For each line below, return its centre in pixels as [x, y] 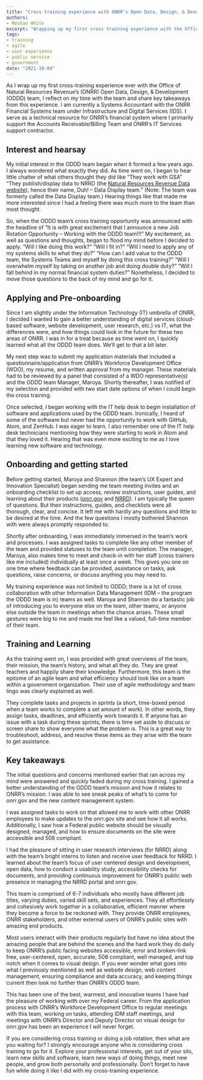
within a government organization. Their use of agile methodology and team [101, 684]
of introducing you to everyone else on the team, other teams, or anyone [96, 605]
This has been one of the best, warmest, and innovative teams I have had [97, 995]
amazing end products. [35, 926]
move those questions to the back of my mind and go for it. [80, 279]
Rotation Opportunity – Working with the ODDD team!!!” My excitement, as [98, 234]
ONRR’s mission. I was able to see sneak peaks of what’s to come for [92, 794]
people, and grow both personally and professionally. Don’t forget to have [98, 1064]
